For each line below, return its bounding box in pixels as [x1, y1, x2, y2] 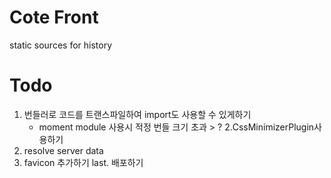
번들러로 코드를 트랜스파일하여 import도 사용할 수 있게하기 [23, 108, 252, 120]
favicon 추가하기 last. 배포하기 [23, 156, 144, 168]
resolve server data [23, 144, 104, 156]
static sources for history [9, 39, 113, 51]
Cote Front [9, 6, 99, 29]
